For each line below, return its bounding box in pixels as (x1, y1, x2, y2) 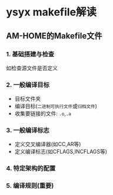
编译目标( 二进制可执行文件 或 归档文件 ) (14, 103, 97, 110)
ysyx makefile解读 (6, 5, 97, 19)
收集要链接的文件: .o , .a (14, 110, 72, 117)
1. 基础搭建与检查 (6, 50, 55, 58)
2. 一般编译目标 (6, 80, 50, 89)
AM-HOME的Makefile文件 (6, 31, 102, 41)
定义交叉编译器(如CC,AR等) (14, 141, 81, 148)
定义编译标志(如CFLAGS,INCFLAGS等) (14, 148, 108, 155)
